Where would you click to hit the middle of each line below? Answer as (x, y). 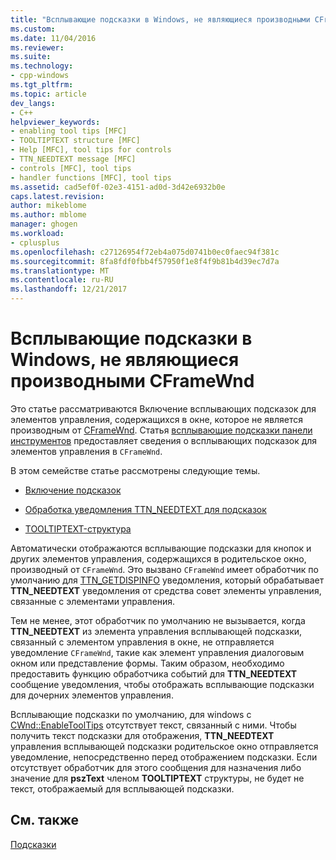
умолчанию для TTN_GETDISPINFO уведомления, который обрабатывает (167, 580)
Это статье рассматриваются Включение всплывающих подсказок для (163, 408)
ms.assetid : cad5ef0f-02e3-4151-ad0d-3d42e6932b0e (118, 187)
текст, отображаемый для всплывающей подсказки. (122, 788)
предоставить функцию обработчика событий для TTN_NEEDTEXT (154, 673)
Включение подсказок (73, 490)
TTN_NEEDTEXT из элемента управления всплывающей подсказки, (156, 631)
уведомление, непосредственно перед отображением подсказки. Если (164, 757)
